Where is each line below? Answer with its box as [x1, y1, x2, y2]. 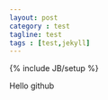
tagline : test [9, 30, 63, 39]
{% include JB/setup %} [9, 63, 99, 74]
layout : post [9, 13, 58, 23]
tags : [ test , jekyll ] [9, 38, 91, 48]
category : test [9, 22, 70, 31]
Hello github [9, 80, 55, 91]
